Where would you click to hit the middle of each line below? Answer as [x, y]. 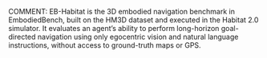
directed [22, 37]
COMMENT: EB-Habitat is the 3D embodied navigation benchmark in [121, 12]
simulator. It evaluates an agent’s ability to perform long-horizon [114, 28]
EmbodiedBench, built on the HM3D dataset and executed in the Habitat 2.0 [133, 20]
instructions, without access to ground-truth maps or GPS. [105, 45]
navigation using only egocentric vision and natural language [138, 37]
